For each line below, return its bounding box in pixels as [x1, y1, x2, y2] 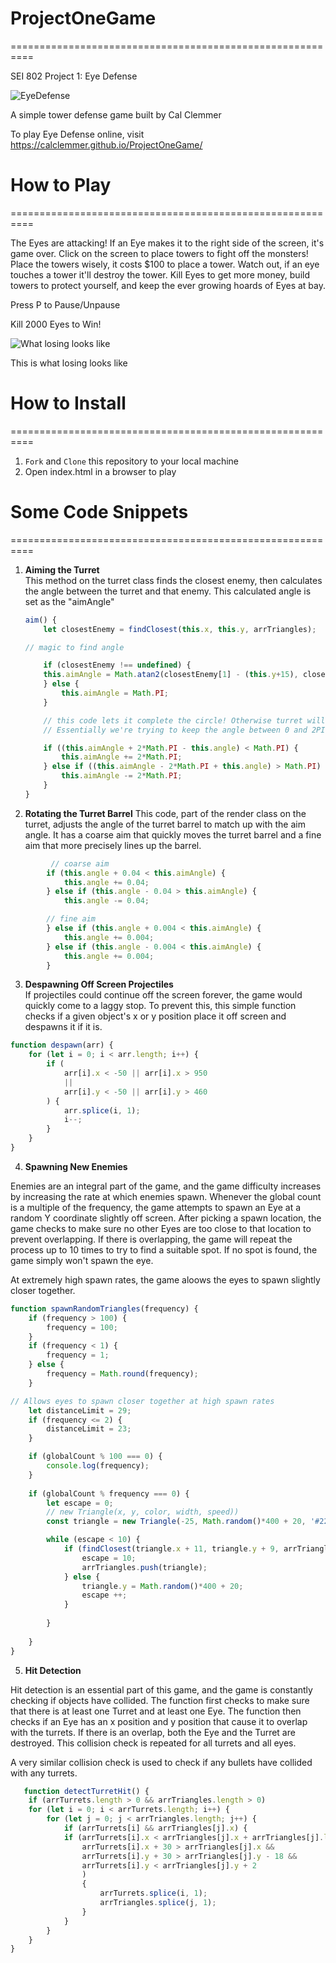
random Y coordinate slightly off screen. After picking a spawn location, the [10, 1212, 322, 1224]
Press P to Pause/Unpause [10, 298, 121, 311]
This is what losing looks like [10, 357, 128, 369]
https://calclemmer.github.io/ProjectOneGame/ [10, 138, 203, 151]
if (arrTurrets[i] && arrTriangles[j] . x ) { [63, 1823, 248, 1833]
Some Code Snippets [10, 501, 189, 523]
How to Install [10, 392, 127, 415]
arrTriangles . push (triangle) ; [81, 1562, 208, 1572]
